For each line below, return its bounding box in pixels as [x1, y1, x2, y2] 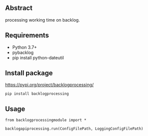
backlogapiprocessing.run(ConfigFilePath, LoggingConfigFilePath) [5, 126, 144, 132]
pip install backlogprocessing [5, 91, 69, 96]
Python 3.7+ [12, 44, 37, 50]
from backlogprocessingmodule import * [5, 118, 87, 123]
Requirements [5, 31, 49, 40]
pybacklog [12, 49, 34, 55]
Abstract [5, 4, 33, 12]
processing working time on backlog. [5, 17, 80, 23]
